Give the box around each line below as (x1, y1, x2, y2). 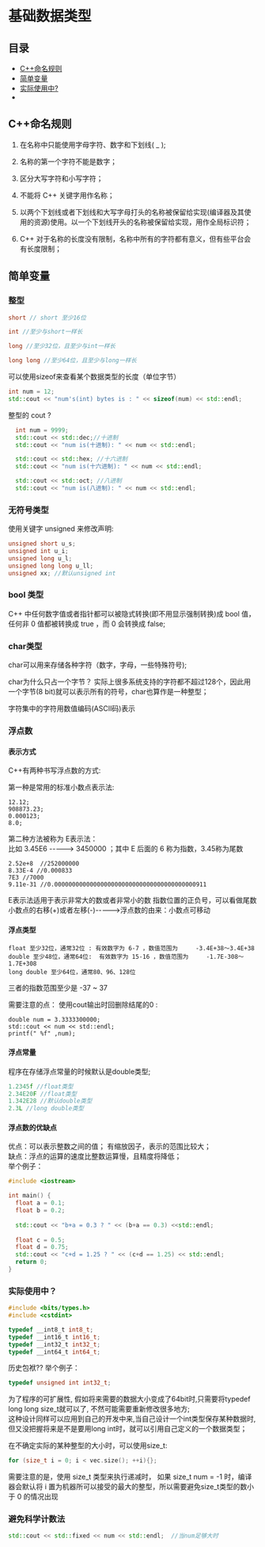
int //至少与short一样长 (8, 328, 83, 336)
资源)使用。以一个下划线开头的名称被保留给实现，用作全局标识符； (33, 217, 252, 227)
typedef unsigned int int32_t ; (8, 1379, 112, 1387)
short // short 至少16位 (8, 314, 87, 322)
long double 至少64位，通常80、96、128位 (8, 968, 136, 976)
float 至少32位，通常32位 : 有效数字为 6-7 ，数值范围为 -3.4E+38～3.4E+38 (8, 945, 255, 953)
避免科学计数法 (8, 1514, 66, 1525)
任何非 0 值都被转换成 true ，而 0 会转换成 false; (8, 619, 166, 628)
